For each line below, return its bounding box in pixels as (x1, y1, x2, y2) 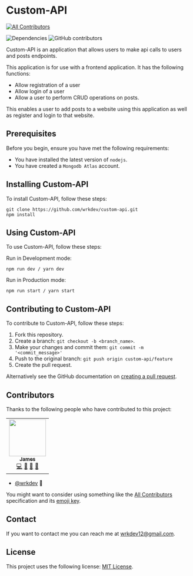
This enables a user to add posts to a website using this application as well (6, 105, 187, 112)
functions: (6, 70, 31, 77)
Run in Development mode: (6, 255, 72, 262)
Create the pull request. (14, 362, 72, 369)
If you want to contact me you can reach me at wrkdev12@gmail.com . (6, 530, 175, 537)
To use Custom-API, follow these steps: (6, 243, 102, 250)
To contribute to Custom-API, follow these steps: (6, 320, 124, 327)
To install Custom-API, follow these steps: (6, 195, 107, 202)
